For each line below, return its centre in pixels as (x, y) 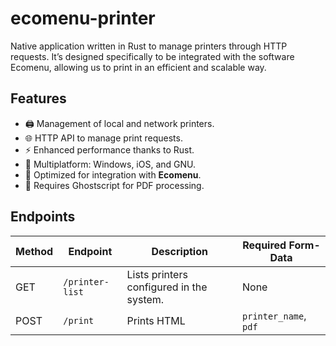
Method (34, 251)
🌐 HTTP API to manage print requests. (103, 138)
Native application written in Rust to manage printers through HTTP (149, 46)
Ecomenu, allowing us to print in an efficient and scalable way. (138, 67)
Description (179, 251)
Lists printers (157, 274)
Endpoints (43, 217)
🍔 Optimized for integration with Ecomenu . (113, 174)
